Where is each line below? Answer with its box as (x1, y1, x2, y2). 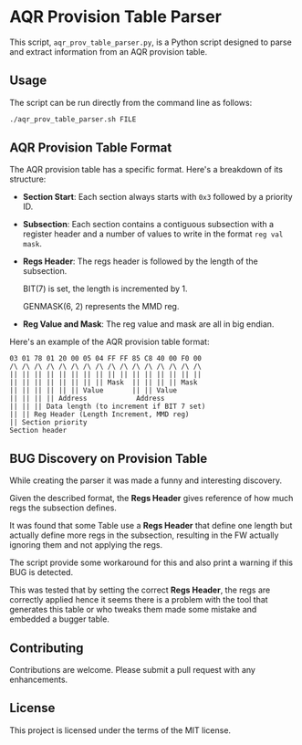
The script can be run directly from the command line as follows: (9, 97, 253, 108)
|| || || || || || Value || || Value (9, 386, 178, 395)
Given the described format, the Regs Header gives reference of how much (9, 493, 294, 504)
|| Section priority (9, 418, 89, 427)
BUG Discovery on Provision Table (9, 450, 208, 467)
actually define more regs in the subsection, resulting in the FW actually (9, 530, 279, 540)
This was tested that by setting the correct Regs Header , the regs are (9, 584, 271, 595)
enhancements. (9, 674, 68, 686)
